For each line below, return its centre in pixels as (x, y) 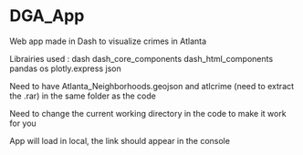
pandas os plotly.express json (65, 68)
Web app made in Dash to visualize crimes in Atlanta (108, 41)
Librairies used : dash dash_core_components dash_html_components (141, 58)
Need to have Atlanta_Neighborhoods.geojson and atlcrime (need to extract (152, 86)
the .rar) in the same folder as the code (83, 96)
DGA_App (47, 16)
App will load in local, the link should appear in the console (120, 140)
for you (23, 123)
